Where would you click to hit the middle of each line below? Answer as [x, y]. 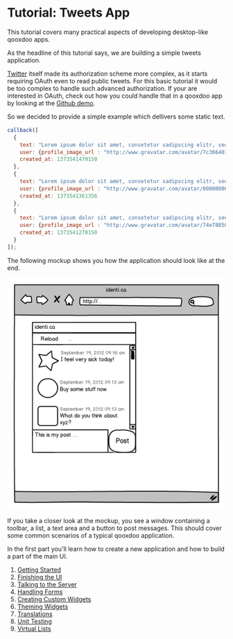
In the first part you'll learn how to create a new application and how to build [116, 549]
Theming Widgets [43, 607]
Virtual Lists [34, 629]
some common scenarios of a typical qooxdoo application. [91, 536]
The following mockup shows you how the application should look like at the [116, 260]
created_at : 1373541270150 [59, 233]
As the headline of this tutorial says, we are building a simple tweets [104, 53]
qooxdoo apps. [29, 39]
